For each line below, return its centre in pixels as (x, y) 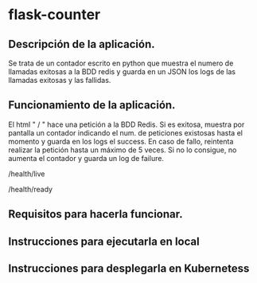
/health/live (27, 174)
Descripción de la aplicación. (82, 44)
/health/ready (31, 189)
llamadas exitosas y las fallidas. (60, 80)
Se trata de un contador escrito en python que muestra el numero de (121, 63)
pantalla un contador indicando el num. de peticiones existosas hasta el (125, 132)
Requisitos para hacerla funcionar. (95, 214)
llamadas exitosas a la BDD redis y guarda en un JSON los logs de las (122, 72)
